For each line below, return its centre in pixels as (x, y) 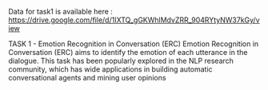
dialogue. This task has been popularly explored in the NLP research (121, 61)
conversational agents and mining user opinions (87, 78)
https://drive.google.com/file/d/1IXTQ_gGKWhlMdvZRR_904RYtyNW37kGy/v (134, 20)
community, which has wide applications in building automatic (111, 69)
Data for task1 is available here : (61, 12)
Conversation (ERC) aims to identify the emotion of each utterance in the (128, 52)
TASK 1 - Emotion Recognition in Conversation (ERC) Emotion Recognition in (134, 44)
